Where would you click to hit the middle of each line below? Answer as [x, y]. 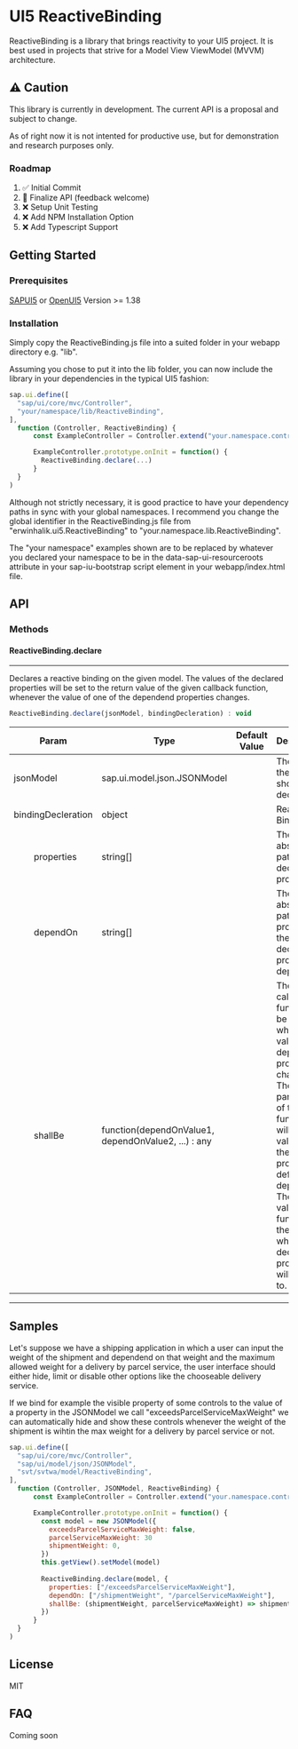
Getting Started [53, 255]
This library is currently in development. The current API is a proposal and [144, 109]
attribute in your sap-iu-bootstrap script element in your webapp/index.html [147, 567]
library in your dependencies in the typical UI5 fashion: [110, 378]
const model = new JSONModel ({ [99, 1521]
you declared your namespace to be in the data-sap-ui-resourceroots [136, 557]
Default [251, 735]
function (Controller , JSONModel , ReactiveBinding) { [118, 1489]
